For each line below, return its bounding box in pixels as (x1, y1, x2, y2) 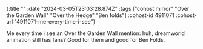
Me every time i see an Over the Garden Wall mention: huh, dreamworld (6, 30, 185, 37)
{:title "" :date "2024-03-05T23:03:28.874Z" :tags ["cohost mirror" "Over (6, 5, 190, 12)
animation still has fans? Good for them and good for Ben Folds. (6, 36, 165, 43)
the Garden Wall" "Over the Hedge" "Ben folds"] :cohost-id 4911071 (6, 11, 175, 19)
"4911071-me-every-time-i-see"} (14, 18, 96, 25)
